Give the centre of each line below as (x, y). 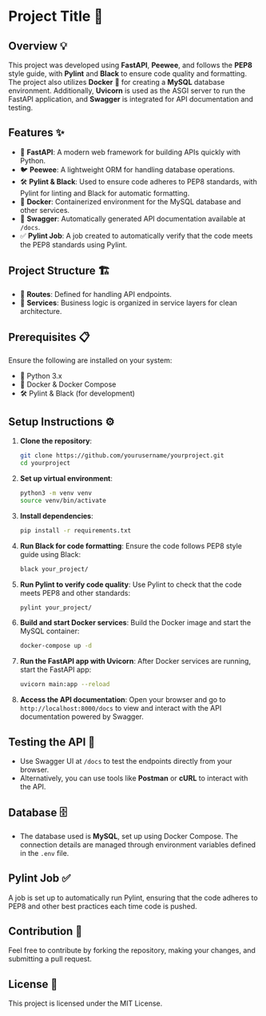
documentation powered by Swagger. (81, 717)
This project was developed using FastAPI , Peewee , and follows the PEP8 (131, 65)
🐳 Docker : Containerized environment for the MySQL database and (130, 201)
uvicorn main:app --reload (65, 685)
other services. (45, 210)
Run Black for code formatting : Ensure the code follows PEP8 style (131, 546)
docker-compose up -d (56, 646)
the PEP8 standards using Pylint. (73, 244)
